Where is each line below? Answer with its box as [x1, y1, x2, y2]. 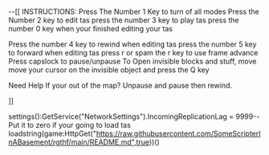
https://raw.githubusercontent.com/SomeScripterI [96, 128, 261, 138]
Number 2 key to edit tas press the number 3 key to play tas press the [8, 15, 239, 25]
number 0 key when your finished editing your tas [8, 24, 173, 33]
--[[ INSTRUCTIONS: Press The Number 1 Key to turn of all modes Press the [8, 7, 259, 16]
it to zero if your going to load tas [21, 120, 131, 129]
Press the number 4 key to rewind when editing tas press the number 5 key [8, 39, 257, 49]
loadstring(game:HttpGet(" [8, 128, 96, 138]
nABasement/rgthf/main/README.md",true [8, 137, 150, 147]
